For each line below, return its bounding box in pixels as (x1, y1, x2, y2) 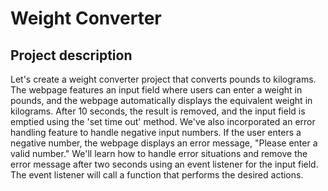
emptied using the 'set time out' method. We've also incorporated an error (10, 116, 316, 127)
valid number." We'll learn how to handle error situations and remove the (10, 148, 308, 159)
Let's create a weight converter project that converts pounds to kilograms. (10, 73, 317, 85)
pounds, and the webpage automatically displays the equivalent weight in (10, 95, 313, 106)
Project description (10, 47, 133, 64)
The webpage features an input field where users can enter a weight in (10, 84, 303, 96)
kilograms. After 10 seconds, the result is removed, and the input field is (10, 105, 306, 117)
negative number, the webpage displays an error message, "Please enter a (10, 137, 318, 149)
